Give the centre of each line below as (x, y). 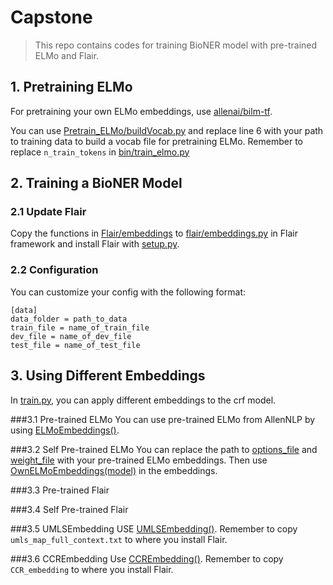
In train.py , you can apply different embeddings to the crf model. (143, 400)
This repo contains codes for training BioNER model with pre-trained (176, 45)
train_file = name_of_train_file (80, 327)
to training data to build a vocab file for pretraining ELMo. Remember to (156, 141)
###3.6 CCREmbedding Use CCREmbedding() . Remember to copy (147, 558)
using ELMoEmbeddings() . (65, 430)
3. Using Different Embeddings (108, 376)
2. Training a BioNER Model (96, 183)
